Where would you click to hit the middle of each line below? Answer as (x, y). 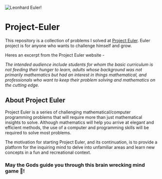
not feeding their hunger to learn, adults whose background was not (74, 69)
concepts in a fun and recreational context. (48, 152)
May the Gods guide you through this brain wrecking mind (75, 165)
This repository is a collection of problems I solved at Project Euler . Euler (78, 40)
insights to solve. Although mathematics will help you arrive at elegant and (80, 122)
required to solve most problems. (38, 132)
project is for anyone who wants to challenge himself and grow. (69, 46)
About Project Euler (35, 100)
